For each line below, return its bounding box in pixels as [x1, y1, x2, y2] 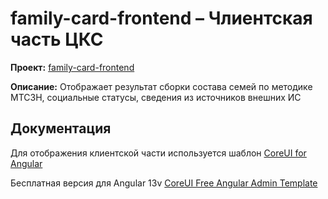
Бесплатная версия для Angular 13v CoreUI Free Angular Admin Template [10, 177, 318, 189]
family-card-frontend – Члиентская [10, 7, 313, 30]
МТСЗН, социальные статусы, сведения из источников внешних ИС [10, 91, 302, 103]
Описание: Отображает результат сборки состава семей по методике [10, 80, 313, 92]
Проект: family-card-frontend [10, 61, 135, 73]
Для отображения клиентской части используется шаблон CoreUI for [10, 147, 307, 159]
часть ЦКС [10, 28, 104, 51]
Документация [10, 120, 112, 137]
